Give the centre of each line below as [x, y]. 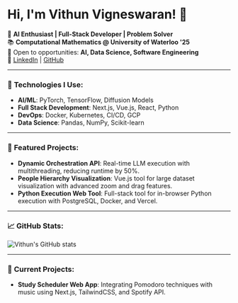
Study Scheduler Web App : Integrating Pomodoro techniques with [115, 285]
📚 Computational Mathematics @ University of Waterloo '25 [98, 42]
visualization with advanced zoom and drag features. [95, 185]
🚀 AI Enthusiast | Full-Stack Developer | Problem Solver [90, 34]
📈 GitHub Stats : [35, 226]
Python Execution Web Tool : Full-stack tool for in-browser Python [115, 193]
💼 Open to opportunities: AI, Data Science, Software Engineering [103, 52]
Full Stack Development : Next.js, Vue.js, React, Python [98, 108]
